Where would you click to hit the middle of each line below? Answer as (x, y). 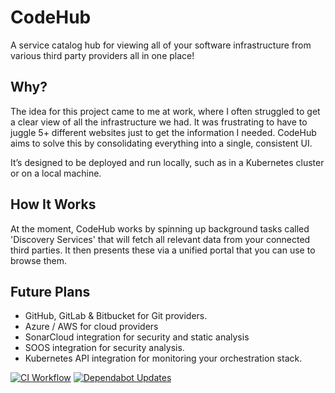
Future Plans (50, 291)
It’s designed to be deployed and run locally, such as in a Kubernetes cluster (167, 162)
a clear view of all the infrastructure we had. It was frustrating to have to (159, 122)
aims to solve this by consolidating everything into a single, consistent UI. (161, 143)
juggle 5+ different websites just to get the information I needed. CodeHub (163, 132)
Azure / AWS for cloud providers (91, 327)
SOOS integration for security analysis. (104, 348)
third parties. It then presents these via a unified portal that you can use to (163, 250)
